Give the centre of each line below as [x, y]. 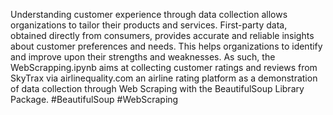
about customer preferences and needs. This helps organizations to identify [166, 46]
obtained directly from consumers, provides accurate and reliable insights [162, 35]
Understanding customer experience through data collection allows [149, 14]
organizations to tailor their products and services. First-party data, [149, 25]
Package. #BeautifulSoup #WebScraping [94, 99]
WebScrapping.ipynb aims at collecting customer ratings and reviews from [164, 67]
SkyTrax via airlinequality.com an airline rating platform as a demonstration [164, 78]
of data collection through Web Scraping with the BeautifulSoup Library [157, 88]
